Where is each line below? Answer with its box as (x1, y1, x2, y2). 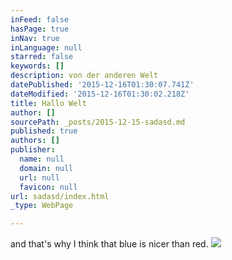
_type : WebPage (10, 201, 74, 211)
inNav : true (10, 33, 60, 43)
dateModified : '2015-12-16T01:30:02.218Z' (10, 89, 190, 99)
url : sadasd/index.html (10, 191, 110, 201)
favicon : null (19, 182, 78, 192)
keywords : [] (10, 61, 65, 71)
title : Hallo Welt (10, 98, 87, 108)
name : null (19, 154, 65, 164)
